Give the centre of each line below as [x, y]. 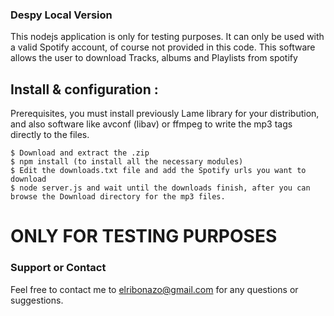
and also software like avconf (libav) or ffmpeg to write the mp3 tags [151, 124]
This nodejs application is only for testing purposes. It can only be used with [167, 37]
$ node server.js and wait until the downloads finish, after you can [160, 188]
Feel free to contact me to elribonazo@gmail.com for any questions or [154, 289]
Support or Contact [58, 268]
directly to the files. [50, 135]
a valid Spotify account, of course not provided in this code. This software [163, 47]
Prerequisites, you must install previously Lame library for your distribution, [165, 114]
